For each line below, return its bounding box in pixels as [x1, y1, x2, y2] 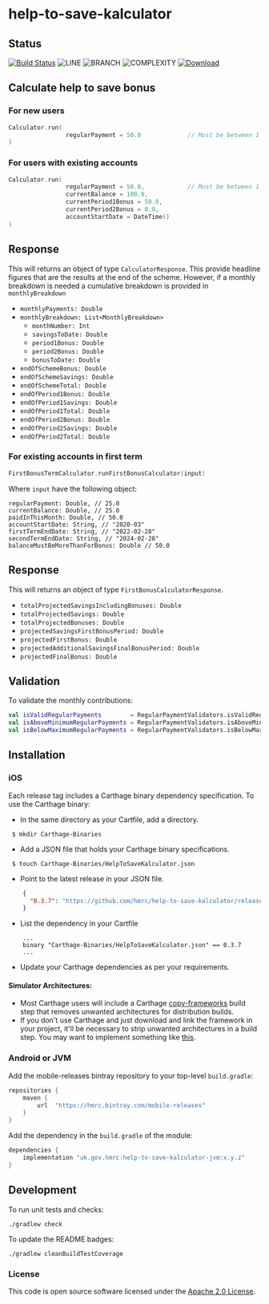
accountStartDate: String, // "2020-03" [8, 520, 146, 528]
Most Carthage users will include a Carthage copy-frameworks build [19, 998, 246, 1008]
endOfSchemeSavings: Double [19, 373, 114, 381]
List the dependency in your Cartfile [19, 919, 139, 929]
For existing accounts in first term [8, 451, 143, 462]
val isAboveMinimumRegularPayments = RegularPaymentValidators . [8, 719, 227, 727]
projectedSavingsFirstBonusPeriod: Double [19, 627, 164, 635]
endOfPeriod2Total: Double [19, 432, 110, 441]
